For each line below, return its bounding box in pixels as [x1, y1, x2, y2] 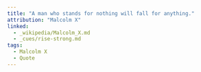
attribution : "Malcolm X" [7, 16, 81, 23]
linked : [7, 23, 29, 29]
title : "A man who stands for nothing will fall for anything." [7, 10, 195, 17]
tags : [7, 42, 23, 49]
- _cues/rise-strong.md [13, 36, 81, 43]
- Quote [13, 55, 36, 62]
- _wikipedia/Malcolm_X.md [13, 29, 91, 36]
